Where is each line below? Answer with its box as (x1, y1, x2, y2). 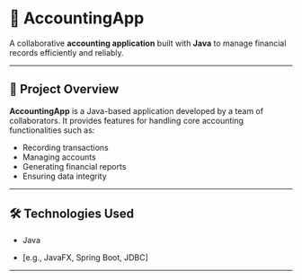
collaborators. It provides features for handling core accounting (9, 115, 244, 126)
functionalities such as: (9, 125, 95, 136)
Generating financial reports (22, 161, 127, 171)
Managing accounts (22, 152, 96, 162)
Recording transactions (22, 142, 110, 153)
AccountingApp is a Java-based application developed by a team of (9, 105, 263, 116)
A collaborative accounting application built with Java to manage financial (9, 38, 287, 48)
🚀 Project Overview (9, 82, 120, 97)
